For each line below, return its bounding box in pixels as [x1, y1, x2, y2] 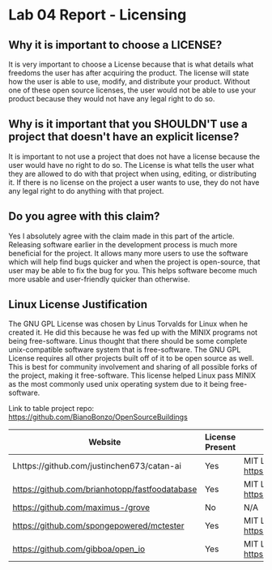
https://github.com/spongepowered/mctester [12, 521, 185, 532]
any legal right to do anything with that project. [8, 186, 164, 195]
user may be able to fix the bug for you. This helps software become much [8, 265, 257, 275]
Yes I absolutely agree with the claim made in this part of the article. [8, 231, 235, 241]
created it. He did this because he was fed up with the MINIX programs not [8, 328, 257, 337]
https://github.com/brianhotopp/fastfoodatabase [12, 484, 198, 495]
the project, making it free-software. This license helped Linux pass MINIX [8, 371, 257, 380]
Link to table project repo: [8, 404, 95, 414]
